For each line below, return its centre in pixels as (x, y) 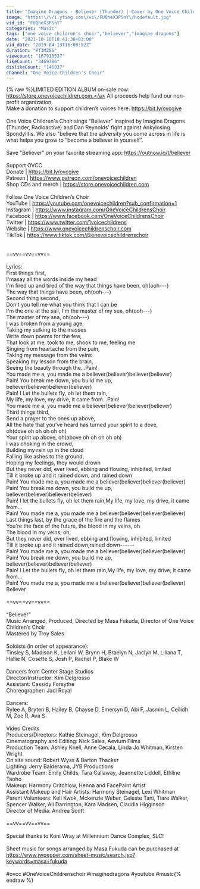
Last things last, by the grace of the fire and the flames (74, 520)
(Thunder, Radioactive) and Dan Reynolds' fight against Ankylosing (88, 127)
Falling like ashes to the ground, (45, 457)
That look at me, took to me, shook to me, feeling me (71, 342)
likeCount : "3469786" (33, 61)
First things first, (26, 273)
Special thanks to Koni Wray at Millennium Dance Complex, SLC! (85, 836)
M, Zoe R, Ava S (26, 716)
